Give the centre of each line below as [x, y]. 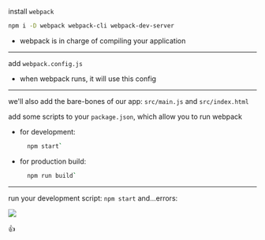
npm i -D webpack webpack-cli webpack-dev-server [91, 26]
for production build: [53, 161]
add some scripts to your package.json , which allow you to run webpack [125, 116]
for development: [48, 131]
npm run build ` [52, 175]
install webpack [31, 11]
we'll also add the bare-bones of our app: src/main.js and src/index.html [129, 101]
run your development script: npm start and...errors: [93, 198]
